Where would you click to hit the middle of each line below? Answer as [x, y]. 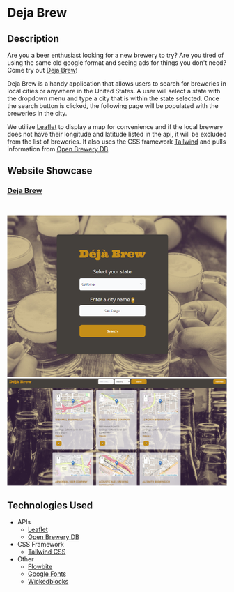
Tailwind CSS [47, 552]
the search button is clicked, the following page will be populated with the [113, 106]
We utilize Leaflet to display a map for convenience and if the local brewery [115, 127]
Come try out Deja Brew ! [42, 70]
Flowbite [40, 566]
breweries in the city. [37, 113]
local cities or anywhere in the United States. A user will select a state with [114, 91]
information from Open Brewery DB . [58, 149]
